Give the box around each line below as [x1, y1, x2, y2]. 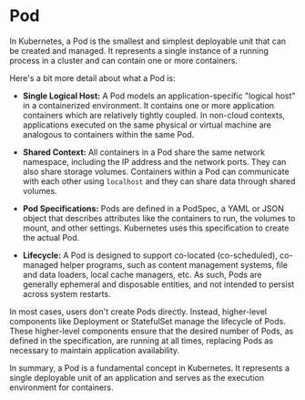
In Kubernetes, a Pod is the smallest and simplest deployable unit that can [9, 36, 287, 46]
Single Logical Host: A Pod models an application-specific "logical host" [22, 90, 296, 101]
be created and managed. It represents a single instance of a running [9, 45, 269, 56]
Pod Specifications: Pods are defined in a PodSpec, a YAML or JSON [22, 202, 285, 214]
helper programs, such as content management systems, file [60, 259, 289, 270]
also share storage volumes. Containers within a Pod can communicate [22, 166, 290, 177]
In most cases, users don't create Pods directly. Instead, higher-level [9, 306, 267, 317]
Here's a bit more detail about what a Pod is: [9, 72, 176, 83]
